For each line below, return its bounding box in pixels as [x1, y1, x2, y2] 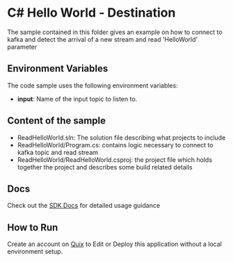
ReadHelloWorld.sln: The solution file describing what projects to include [17, 133, 226, 142]
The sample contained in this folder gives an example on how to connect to [7, 28, 223, 36]
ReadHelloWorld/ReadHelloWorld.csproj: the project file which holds [17, 155, 213, 164]
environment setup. [7, 247, 63, 256]
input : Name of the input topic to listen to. [17, 95, 138, 103]
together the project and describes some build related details [17, 163, 193, 171]
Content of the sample [7, 115, 106, 126]
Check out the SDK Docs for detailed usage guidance [7, 202, 161, 210]
